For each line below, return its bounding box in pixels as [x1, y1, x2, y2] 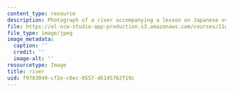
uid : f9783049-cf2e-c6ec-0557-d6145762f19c [7, 74, 135, 82]
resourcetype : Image [7, 62, 67, 68]
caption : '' [13, 42, 49, 49]
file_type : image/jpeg [7, 29, 73, 37]
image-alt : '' [13, 55, 54, 62]
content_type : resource [7, 10, 76, 17]
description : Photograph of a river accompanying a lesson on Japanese [7, 17, 218, 24]
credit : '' [13, 49, 45, 56]
